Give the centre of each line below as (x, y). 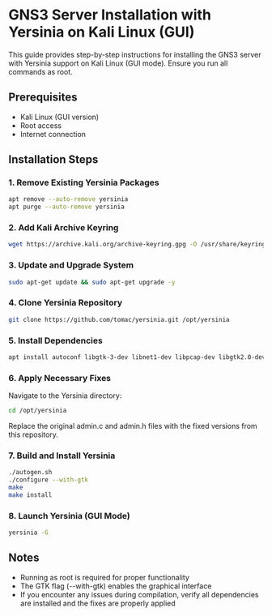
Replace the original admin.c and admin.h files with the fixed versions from (133, 426)
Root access (41, 125)
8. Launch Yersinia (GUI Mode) (70, 515)
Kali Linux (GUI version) (59, 117)
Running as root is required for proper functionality (105, 577)
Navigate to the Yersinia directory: (65, 396)
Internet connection (53, 134)
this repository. (34, 434)
